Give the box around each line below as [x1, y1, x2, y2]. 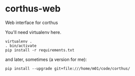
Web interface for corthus [5, 19, 58, 25]
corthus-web [5, 3, 61, 14]
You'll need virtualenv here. [5, 29, 61, 35]
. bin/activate [5, 43, 37, 48]
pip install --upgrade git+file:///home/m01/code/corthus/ [5, 66, 131, 71]
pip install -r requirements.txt [5, 47, 75, 52]
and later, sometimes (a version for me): [5, 56, 87, 62]
